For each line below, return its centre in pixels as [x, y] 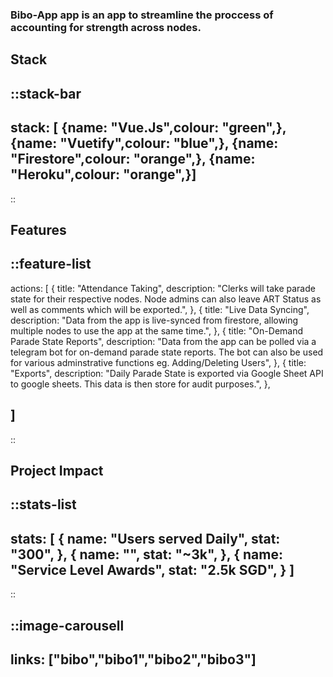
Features [38, 229]
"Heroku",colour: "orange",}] [103, 174]
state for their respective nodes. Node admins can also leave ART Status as [166, 299]
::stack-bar [46, 93]
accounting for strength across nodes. [106, 27]
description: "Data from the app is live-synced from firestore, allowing [154, 320]
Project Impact [57, 470]
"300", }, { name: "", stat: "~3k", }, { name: [146, 554]
